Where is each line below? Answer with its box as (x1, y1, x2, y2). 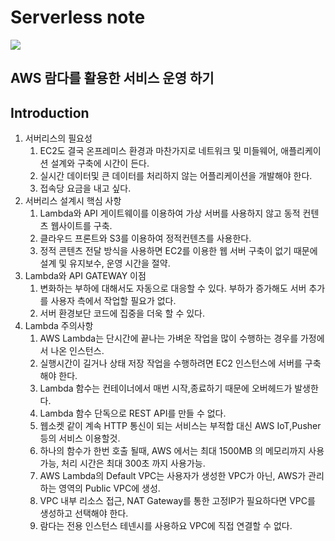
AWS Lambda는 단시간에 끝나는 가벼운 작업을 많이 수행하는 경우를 (39, 332, 299, 345)
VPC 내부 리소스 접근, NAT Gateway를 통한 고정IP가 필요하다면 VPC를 (39, 495, 316, 507)
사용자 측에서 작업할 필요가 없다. (50, 295, 177, 307)
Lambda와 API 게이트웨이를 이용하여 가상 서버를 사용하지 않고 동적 (39, 207, 301, 220)
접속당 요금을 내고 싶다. (39, 182, 132, 195)
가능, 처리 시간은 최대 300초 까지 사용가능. (39, 457, 206, 470)
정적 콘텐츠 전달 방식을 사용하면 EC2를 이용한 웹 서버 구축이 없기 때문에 (39, 245, 318, 257)
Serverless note (10, 6, 146, 29)
